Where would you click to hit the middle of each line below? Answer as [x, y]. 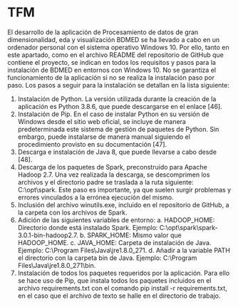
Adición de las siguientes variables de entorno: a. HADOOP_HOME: [116, 220]
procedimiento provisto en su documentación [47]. [92, 144]
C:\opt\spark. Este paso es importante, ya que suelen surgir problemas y [124, 189]
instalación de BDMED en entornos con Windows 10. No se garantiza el [112, 70]
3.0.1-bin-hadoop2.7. [48, 235]
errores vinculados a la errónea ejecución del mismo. [95, 197]
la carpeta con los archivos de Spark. [72, 212]
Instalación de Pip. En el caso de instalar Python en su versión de [113, 114]
